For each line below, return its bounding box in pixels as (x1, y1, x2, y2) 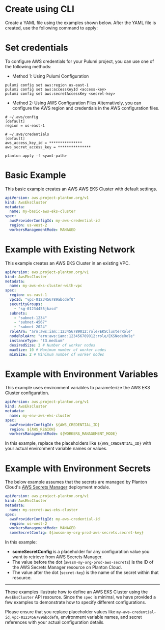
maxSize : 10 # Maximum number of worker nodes (9, 347, 107, 352)
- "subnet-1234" (14, 315, 48, 320)
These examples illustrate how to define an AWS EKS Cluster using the (5, 589, 148, 595)
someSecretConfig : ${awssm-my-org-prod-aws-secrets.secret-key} (9, 530, 144, 535)
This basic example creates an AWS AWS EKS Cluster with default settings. (5, 186, 158, 192)
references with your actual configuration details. (5, 619, 105, 625)
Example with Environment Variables (5, 369, 159, 379)
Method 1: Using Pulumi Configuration (12, 73, 89, 79)
